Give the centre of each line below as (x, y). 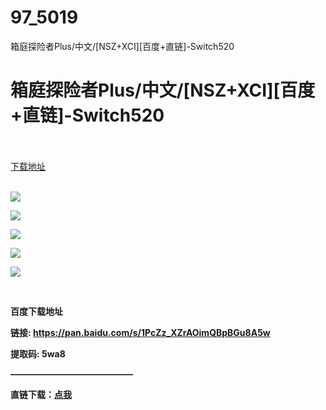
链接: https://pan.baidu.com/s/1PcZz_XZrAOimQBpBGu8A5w (140, 332)
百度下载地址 (36, 311)
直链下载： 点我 (41, 394)
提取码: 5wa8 (38, 353)
